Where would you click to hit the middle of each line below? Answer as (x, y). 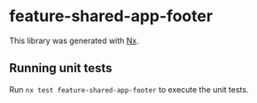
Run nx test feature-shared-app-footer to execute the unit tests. (129, 89)
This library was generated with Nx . (74, 40)
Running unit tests (61, 68)
